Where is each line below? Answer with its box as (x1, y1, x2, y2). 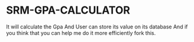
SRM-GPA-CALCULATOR (6, 4, 130, 17)
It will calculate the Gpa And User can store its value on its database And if (6, 23, 188, 30)
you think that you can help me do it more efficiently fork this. (6, 29, 156, 36)
